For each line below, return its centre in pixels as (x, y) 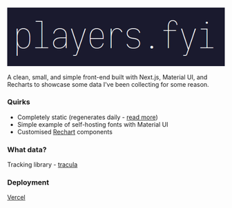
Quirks (19, 102)
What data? (27, 149)
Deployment (28, 183)
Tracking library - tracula (42, 165)
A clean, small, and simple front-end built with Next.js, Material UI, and (107, 77)
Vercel (16, 198)
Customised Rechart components (65, 132)
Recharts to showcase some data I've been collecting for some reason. (108, 84)
